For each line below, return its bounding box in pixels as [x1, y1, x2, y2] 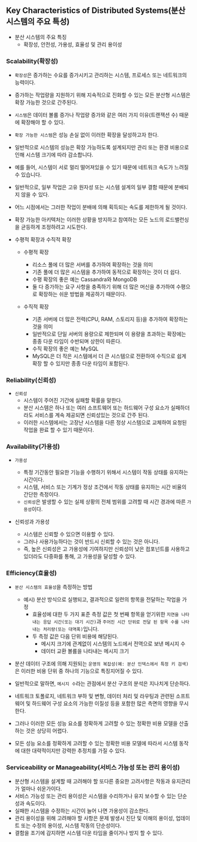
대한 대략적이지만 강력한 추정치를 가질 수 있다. [21, 747, 126, 754]
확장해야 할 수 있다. [21, 119, 65, 126]
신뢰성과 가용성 [14, 518, 50, 525]
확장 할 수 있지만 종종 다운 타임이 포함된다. [32, 360, 129, 367]
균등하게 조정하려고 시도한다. [21, 224, 87, 231]
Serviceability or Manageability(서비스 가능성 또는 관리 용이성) [6, 763, 181, 771]
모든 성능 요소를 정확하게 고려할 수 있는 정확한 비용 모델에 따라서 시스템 [14, 740, 178, 746]
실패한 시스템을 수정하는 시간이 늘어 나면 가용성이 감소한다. [14, 807, 150, 814]
